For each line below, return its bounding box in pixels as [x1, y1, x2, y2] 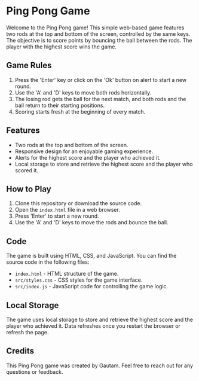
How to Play [6, 184, 52, 194]
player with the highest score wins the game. [6, 43, 117, 50]
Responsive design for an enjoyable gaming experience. [14, 148, 154, 155]
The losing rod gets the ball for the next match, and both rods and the [14, 95, 186, 102]
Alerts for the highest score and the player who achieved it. [14, 154, 161, 161]
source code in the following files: [6, 258, 90, 266]
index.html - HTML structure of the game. [14, 270, 119, 278]
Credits [6, 346, 35, 356]
